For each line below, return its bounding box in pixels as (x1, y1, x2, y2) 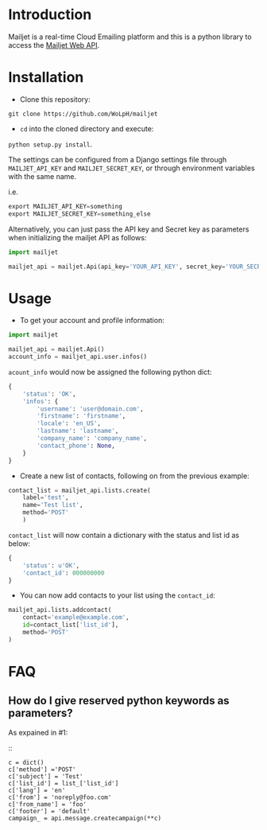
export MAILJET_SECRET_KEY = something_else (8, 209, 151, 218)
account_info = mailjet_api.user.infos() (8, 353, 148, 361)
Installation (8, 68, 84, 87)
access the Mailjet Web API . (8, 40, 100, 49)
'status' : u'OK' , (22, 561, 80, 570)
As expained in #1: (8, 727, 68, 737)
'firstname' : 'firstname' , (37, 412, 126, 420)
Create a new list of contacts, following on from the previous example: (19, 471, 250, 481)
